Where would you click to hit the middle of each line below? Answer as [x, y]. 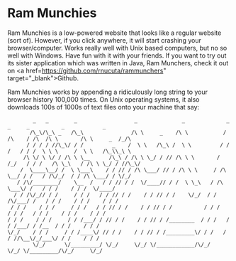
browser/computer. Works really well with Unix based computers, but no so [117, 48]
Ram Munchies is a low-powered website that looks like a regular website [114, 33]
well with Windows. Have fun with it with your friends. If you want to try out [117, 55]
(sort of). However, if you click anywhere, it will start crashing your [105, 40]
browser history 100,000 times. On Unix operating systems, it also [103, 99]
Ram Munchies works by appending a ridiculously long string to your [107, 92]
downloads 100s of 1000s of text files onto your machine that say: [103, 107]
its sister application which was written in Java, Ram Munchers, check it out [118, 63]
